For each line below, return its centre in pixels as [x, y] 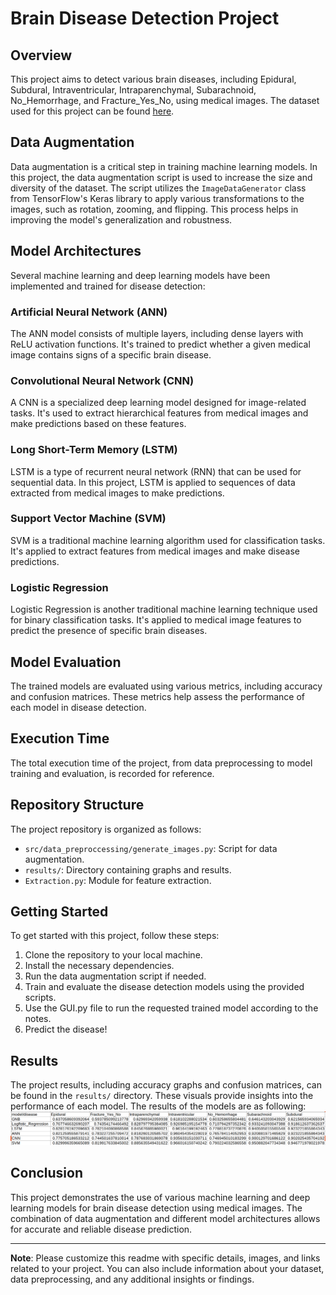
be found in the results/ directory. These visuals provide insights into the [162, 1096]
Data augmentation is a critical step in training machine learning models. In [164, 166]
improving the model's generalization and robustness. [121, 219]
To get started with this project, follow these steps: [115, 936]
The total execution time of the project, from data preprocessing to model [161, 763]
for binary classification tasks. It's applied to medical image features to [156, 620]
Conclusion [47, 1173]
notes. [38, 1019]
